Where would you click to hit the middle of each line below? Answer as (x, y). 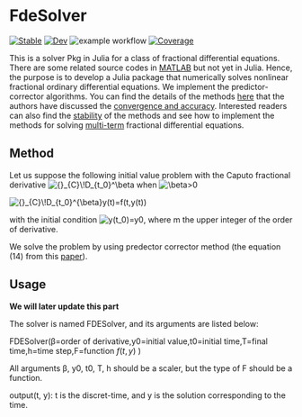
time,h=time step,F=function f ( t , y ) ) (75, 350)
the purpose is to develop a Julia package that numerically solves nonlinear (149, 77)
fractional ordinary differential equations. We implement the (120, 86)
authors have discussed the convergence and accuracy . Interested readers (148, 105)
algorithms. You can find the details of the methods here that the (165, 96)
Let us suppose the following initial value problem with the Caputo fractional (150, 175)
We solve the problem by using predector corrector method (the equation (145, 246)
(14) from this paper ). (49, 256)
